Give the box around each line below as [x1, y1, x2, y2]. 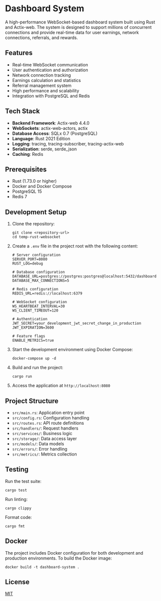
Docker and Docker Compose [12, 184, 72, 189]
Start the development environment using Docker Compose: [12, 347, 133, 352]
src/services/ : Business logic [12, 431, 72, 436]
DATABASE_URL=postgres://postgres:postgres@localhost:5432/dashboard [12, 274, 157, 279]
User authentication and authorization [12, 67, 89, 73]
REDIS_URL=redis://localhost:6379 [12, 291, 82, 296]
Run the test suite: [5, 478, 41, 484]
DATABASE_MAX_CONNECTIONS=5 [12, 278, 69, 283]
